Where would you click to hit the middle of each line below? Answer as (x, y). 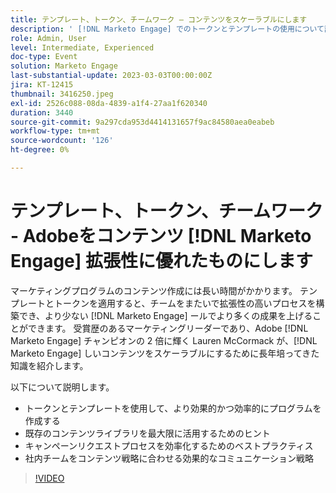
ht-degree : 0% (40, 150)
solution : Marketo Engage (64, 66)
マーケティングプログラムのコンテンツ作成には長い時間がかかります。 (154, 290)
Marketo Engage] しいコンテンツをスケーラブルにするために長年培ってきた (165, 353)
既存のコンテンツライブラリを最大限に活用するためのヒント (147, 433)
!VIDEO (49, 478)
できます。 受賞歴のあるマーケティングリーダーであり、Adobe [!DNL (168, 328)
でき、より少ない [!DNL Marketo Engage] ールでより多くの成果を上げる (165, 315)
